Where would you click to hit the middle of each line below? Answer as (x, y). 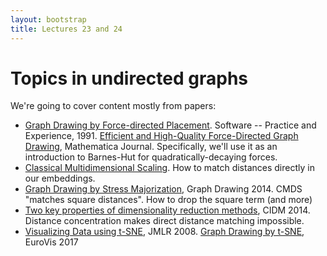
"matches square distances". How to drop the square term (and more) (168, 200)
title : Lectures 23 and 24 (66, 29)
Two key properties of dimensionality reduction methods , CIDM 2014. (167, 210)
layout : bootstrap (48, 19)
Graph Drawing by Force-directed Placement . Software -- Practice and (170, 125)
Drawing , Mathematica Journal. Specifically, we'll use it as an (151, 147)
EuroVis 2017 (51, 242)
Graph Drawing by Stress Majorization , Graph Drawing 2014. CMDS (163, 189)
